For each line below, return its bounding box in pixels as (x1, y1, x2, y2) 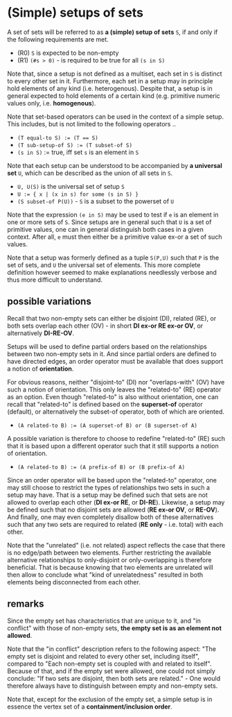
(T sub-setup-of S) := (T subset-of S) (17, 142, 133, 149)
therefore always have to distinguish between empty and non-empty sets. (7, 682, 218, 690)
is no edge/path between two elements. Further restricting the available (7, 548, 211, 557)
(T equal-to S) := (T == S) (17, 134, 98, 142)
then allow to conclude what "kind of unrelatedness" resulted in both (7, 571, 204, 579)
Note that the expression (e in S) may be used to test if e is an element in (7, 210, 219, 219)
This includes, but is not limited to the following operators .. (7, 119, 177, 128)
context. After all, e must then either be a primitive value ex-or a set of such (7, 233, 222, 241)
